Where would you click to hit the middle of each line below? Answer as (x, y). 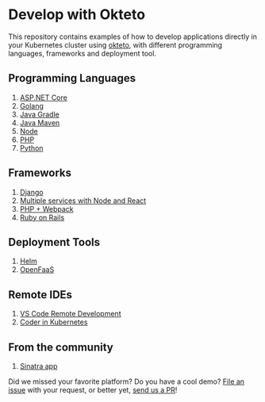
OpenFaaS (37, 270)
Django (31, 192)
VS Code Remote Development (70, 314)
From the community (61, 347)
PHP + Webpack (46, 209)
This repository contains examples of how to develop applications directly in (133, 36)
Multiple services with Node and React (83, 201)
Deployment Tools (54, 242)
